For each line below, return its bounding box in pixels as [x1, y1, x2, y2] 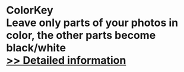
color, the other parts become [6, 29, 156, 42]
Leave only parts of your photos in [6, 16, 179, 30]
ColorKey [6, 4, 53, 17]
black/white [6, 41, 66, 55]
